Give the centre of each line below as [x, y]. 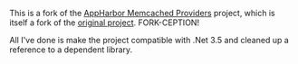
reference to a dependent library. [71, 50]
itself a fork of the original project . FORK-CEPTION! [105, 23]
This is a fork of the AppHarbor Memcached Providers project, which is [142, 13]
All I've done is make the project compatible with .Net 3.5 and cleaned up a [149, 40]
